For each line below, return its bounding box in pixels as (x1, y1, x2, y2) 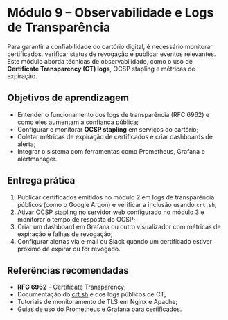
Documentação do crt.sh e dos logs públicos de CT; (17, 290, 166, 299)
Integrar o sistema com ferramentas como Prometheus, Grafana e (17, 147, 206, 155)
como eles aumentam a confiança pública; (17, 118, 139, 126)
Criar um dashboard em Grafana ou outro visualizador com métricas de (17, 222, 221, 231)
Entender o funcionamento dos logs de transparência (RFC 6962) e (17, 110, 210, 118)
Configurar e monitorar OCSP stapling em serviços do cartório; (17, 125, 199, 133)
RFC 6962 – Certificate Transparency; (17, 283, 126, 292)
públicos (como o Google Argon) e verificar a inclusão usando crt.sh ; (17, 200, 217, 208)
